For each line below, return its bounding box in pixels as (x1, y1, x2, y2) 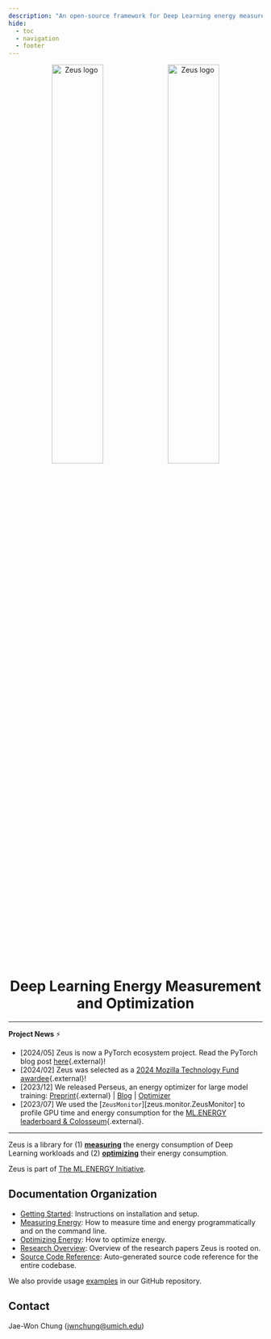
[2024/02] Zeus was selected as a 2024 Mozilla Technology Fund (19, 1065, 240, 1075)
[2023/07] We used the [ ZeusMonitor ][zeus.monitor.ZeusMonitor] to (19, 1100, 245, 1110)
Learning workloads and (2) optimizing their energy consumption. (8, 1148, 228, 1158)
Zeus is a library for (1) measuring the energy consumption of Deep (8, 1140, 234, 1150)
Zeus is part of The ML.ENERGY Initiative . (8, 1164, 147, 1174)
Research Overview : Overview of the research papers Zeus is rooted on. (19, 1243, 261, 1253)
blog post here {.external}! (19, 1056, 106, 1067)
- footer (15, 42, 45, 50)
